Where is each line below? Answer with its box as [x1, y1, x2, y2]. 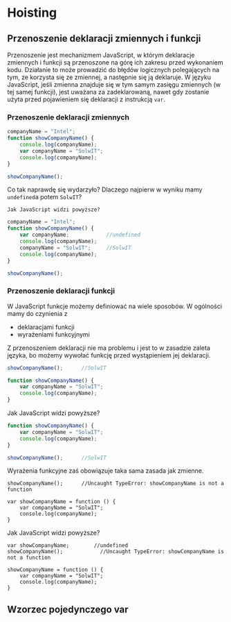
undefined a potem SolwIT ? [7, 193, 82, 201]
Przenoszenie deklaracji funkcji [7, 286, 115, 296]
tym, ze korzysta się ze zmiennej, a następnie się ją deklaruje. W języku [7, 73, 211, 81]
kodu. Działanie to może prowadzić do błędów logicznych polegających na [7, 66, 220, 74]
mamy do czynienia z [7, 309, 68, 317]
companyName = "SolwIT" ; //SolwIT [19, 244, 131, 251]
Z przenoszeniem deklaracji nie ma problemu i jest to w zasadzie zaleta [7, 344, 211, 352]
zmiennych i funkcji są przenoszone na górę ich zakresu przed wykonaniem [7, 58, 223, 67]
